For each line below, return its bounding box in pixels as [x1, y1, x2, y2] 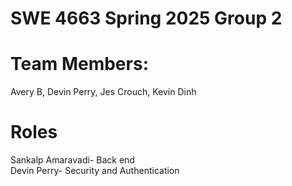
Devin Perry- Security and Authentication [10, 165, 180, 177]
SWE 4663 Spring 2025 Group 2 [10, 7, 283, 30]
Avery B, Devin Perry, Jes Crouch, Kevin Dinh [10, 86, 197, 98]
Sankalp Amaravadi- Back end [10, 154, 135, 166]
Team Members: [10, 53, 149, 76]
